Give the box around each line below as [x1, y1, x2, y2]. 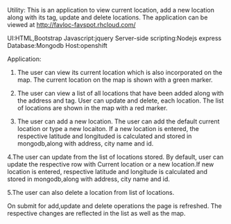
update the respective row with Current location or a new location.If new [7, 160, 214, 169]
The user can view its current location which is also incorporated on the [17, 69, 223, 76]
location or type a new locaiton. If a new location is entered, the [17, 125, 199, 132]
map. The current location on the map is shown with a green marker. [17, 76, 213, 84]
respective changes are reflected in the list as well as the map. [7, 209, 186, 217]
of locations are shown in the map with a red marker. [17, 104, 168, 112]
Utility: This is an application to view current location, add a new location [7, 6, 215, 14]
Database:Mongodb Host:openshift [7, 42, 108, 49]
